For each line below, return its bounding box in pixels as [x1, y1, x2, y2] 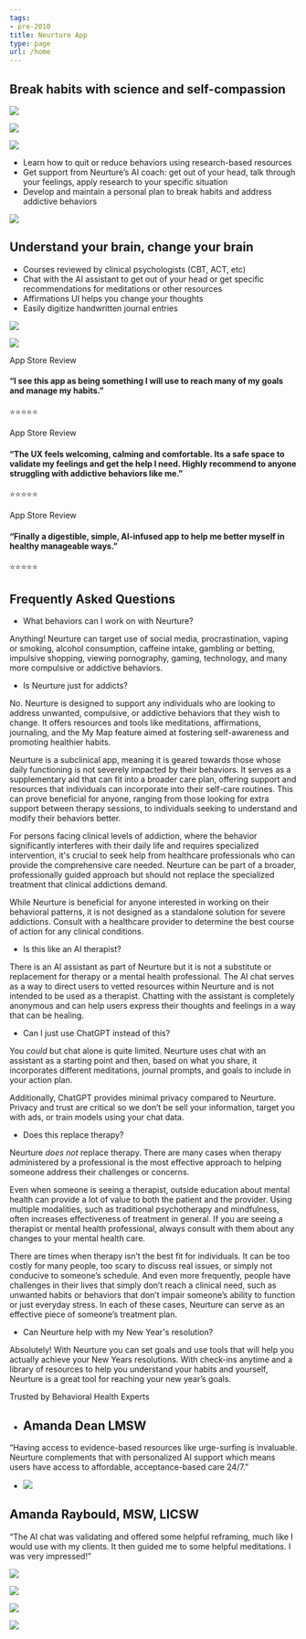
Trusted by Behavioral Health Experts [9, 1391, 150, 1402]
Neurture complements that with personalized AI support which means [9, 1452, 276, 1462]
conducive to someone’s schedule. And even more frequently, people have [9, 1270, 291, 1281]
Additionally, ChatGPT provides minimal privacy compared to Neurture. [9, 1092, 277, 1103]
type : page [9, 38, 51, 48]
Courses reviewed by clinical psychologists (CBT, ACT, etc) [22, 263, 247, 274]
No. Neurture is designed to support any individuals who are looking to [9, 698, 276, 709]
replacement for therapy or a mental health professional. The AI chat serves [9, 971, 295, 982]
